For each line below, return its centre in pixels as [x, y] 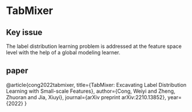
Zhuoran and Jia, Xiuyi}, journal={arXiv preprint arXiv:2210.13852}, [86, 97]
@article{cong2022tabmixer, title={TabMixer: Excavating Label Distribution [96, 85]
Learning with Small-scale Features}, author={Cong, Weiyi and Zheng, [91, 91]
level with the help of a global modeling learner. [63, 52]
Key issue [24, 32]
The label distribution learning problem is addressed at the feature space [94, 46]
